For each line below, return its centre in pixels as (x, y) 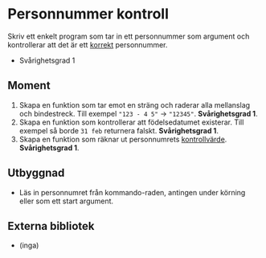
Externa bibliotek (51, 226)
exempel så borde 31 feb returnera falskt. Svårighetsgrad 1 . (119, 130)
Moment (29, 86)
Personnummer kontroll (88, 14)
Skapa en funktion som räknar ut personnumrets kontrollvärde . (123, 139)
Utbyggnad (36, 173)
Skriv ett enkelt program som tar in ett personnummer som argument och (129, 36)
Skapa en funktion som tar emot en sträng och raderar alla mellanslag (135, 104)
